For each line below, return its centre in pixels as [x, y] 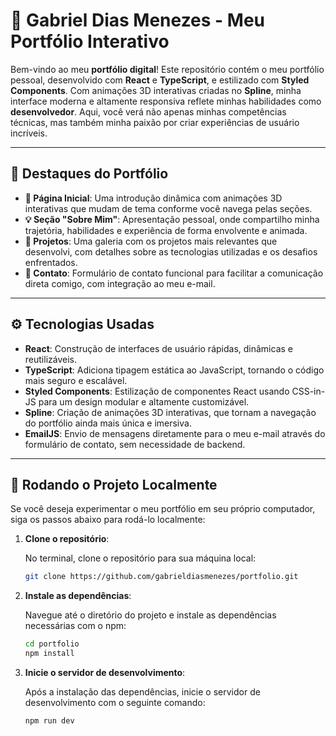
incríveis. [29, 133]
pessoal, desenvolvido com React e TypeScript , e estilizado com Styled [160, 80]
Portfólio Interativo [90, 41]
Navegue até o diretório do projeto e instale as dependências [150, 615]
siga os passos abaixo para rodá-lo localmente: [108, 520]
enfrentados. [51, 262]
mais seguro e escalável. [76, 380]
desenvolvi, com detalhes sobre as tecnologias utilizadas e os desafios [171, 251]
